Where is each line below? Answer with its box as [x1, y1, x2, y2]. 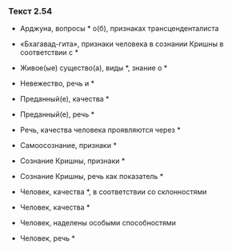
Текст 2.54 [8, 6, 53, 17]
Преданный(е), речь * [19, 110, 94, 119]
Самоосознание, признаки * [19, 141, 118, 150]
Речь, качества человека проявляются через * [19, 125, 182, 135]
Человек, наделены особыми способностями [19, 218, 176, 228]
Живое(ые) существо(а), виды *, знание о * [19, 63, 168, 73]
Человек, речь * [19, 233, 76, 243]
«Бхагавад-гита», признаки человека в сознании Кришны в [19, 39, 224, 49]
